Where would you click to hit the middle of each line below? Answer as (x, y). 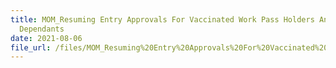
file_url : (31, 47)
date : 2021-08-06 (46, 38)
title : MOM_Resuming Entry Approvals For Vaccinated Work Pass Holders (162, 19)
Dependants (42, 29)
